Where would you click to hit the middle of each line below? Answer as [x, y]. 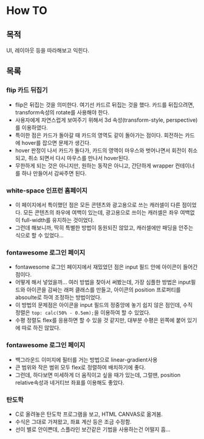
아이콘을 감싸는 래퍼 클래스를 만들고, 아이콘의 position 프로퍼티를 [104, 290]
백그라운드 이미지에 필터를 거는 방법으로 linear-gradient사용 [86, 359]
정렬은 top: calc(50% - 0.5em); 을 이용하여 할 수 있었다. [83, 313]
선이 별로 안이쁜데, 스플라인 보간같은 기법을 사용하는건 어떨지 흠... [93, 429]
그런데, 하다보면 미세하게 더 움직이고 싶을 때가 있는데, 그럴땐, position [98, 374]
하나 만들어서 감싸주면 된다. [54, 173]
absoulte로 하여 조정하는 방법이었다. [58, 297]
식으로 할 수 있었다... [39, 235]
